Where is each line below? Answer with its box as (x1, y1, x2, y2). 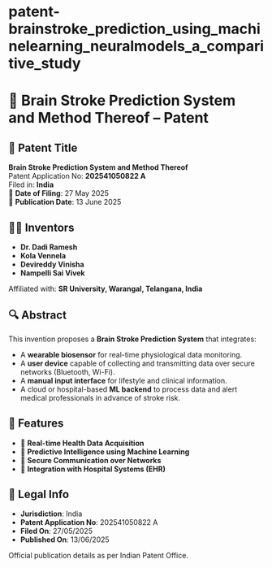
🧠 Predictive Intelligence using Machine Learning (19, 446, 190, 457)
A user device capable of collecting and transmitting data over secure (19, 358, 256, 368)
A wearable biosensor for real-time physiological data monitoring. (19, 349, 243, 359)
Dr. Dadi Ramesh (19, 242, 78, 252)
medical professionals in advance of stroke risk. (19, 392, 181, 402)
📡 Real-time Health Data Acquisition (19, 438, 145, 448)
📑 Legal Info (8, 488, 70, 501)
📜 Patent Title (8, 141, 78, 154)
